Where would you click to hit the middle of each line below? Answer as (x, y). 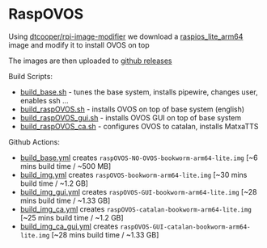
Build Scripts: (30, 76)
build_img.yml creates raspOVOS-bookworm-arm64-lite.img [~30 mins (133, 174)
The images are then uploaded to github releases (90, 61)
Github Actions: (34, 141)
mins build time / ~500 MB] (66, 166)
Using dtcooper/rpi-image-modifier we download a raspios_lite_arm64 (126, 36)
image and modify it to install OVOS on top (79, 44)
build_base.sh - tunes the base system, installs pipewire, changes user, (139, 92)
